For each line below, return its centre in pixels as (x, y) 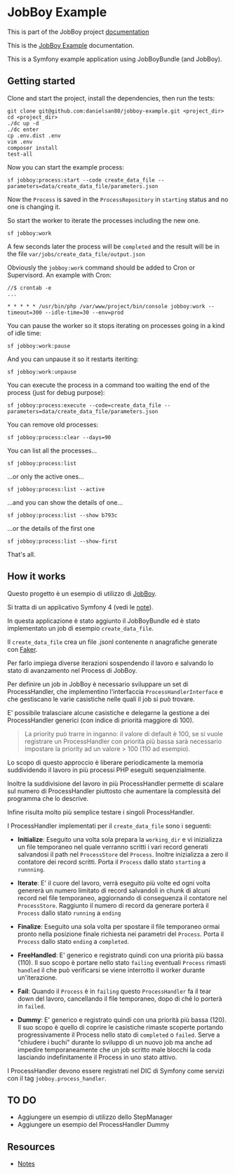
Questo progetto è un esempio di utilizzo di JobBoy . (82, 593)
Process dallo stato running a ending (69, 913)
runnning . (31, 869)
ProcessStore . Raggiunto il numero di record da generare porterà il (113, 905)
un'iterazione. (37, 977)
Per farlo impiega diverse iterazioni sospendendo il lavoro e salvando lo (110, 663)
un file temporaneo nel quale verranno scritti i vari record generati (113, 847)
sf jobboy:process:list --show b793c (62, 515)
